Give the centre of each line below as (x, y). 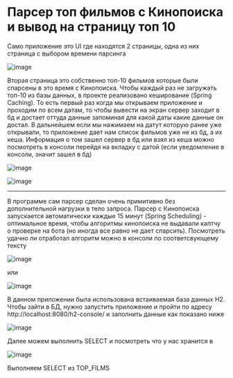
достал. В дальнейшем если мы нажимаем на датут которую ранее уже (114, 124)
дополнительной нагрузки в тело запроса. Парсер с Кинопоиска (103, 208)
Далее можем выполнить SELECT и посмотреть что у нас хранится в (110, 340)
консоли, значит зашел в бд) (50, 154)
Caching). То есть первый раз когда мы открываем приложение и (105, 102)
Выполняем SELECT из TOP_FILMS (58, 368)
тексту (17, 245)
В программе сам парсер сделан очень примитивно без (91, 201)
